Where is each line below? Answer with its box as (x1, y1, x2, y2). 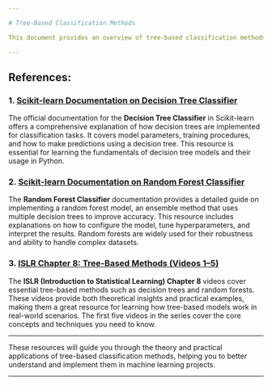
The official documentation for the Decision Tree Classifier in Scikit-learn (8, 113, 254, 123)
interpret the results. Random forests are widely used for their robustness (8, 229, 253, 239)
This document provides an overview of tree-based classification (8, 33, 237, 41)
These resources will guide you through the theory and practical (8, 342, 223, 352)
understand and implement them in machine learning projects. (8, 359, 216, 369)
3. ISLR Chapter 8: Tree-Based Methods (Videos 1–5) (8, 258, 219, 269)
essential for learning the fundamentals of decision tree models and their (8, 147, 251, 158)
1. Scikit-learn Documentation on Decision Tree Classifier (8, 95, 238, 106)
